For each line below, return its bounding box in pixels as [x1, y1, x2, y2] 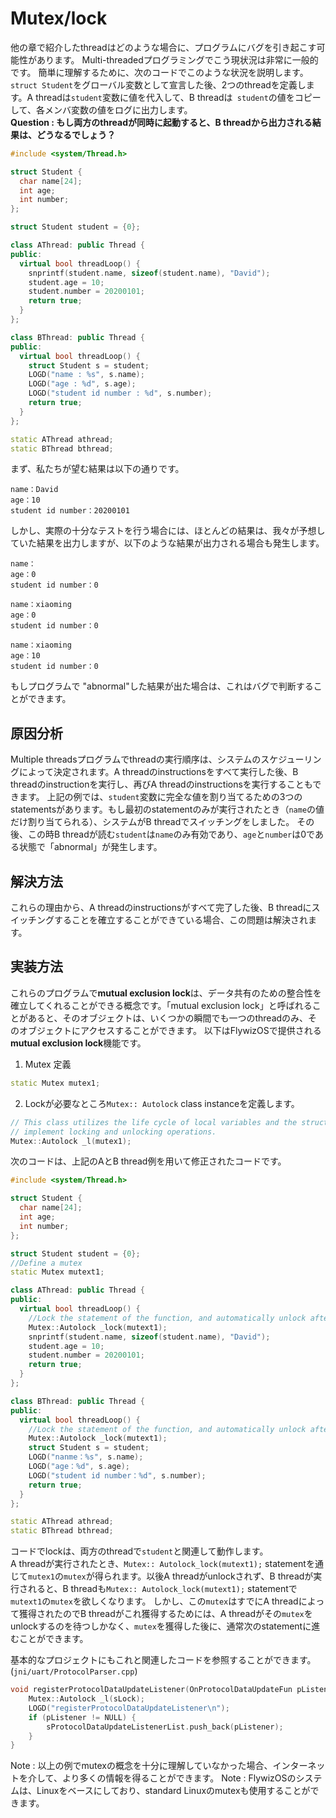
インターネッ [272, 1760, 326, 1772]
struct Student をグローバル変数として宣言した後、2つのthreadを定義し [10, 78, 307, 91]
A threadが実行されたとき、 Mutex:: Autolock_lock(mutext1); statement [10, 1558, 307, 1570]
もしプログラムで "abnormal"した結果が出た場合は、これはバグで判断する [10, 680, 314, 692]
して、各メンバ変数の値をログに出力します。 [10, 103, 193, 116]
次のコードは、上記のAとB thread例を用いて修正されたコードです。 [10, 1155, 287, 1167]
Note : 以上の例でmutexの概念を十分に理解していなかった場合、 [10, 1760, 273, 1772]
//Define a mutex [10, 1258, 83, 1268]
